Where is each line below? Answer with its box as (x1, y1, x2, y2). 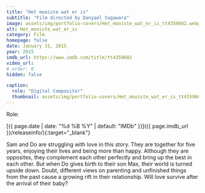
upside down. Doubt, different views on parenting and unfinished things (6, 166, 187, 174)
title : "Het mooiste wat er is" (6, 9, 88, 15)
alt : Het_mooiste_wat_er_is (6, 26, 78, 32)
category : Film (6, 32, 45, 38)
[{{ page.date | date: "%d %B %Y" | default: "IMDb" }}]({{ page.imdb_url (6, 122, 189, 129)
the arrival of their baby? (6, 180, 68, 187)
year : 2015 (6, 49, 34, 55)
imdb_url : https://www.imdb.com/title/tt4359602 (6, 54, 132, 60)
